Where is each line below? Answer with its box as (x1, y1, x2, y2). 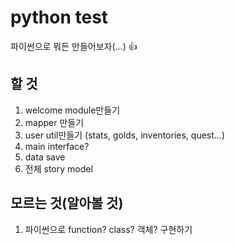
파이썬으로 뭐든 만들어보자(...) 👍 (10, 40, 138, 52)
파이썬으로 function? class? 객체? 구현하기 (24, 223, 193, 235)
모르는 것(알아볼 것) (10, 195, 124, 212)
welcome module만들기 (24, 104, 121, 116)
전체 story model (24, 162, 93, 175)
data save (24, 151, 66, 163)
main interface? (24, 140, 90, 152)
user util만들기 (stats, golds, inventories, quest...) (24, 129, 225, 141)
